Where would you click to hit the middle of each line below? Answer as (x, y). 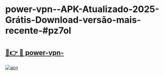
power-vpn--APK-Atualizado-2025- (82, 9)
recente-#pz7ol (38, 31)
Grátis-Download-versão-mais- (73, 20)
